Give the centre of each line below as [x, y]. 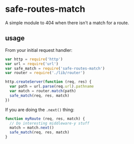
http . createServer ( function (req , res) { [48, 82]
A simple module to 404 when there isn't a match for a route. [67, 23]
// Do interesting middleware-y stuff [50, 123]
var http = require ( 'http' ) [34, 59]
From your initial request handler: [39, 50]
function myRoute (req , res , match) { [45, 119]
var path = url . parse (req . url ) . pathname [52, 87]
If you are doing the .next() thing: [40, 109]
